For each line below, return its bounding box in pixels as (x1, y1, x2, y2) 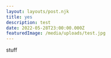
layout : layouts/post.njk (6, 8, 69, 15)
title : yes (6, 14, 33, 20)
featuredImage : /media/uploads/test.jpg (6, 30, 106, 36)
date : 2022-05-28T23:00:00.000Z (6, 25, 85, 31)
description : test (6, 19, 51, 25)
